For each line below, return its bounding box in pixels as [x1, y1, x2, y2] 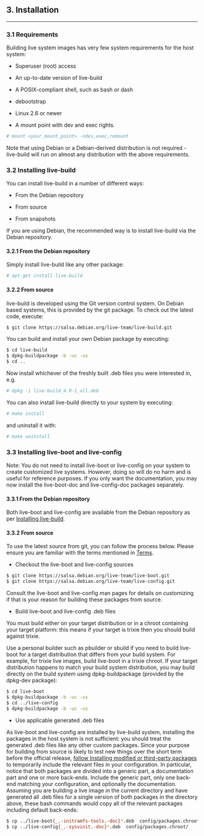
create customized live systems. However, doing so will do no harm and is [6, 468, 191, 475]
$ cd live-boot [6, 688, 45, 695]
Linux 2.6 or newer [15, 110, 63, 117]
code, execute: [6, 312, 44, 320]
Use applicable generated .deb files [15, 716, 104, 724]
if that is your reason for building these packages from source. [6, 596, 163, 603]
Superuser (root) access [15, 62, 76, 70]
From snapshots [15, 215, 56, 223]
